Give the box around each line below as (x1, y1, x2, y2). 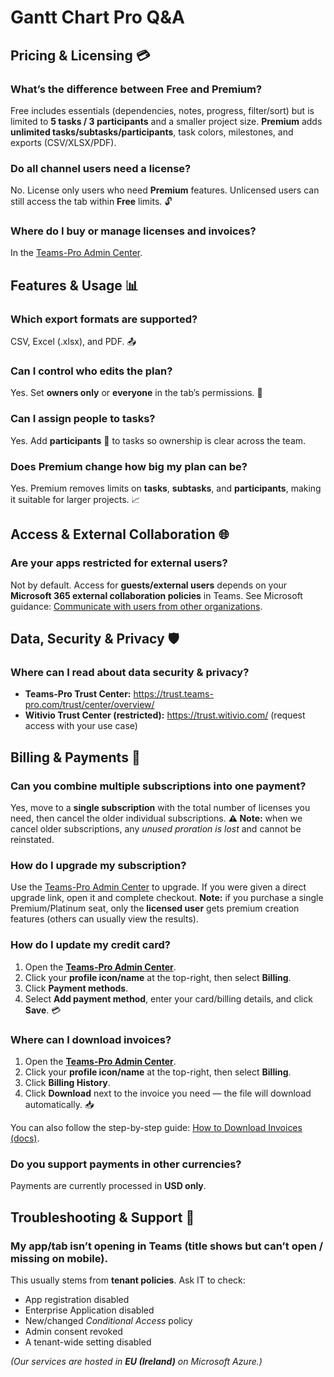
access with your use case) (24, 720, 138, 732)
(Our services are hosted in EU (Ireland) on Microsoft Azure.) (10, 1355, 263, 1367)
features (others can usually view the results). (10, 913, 199, 925)
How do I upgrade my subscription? (10, 859, 187, 873)
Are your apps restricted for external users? (10, 556, 228, 570)
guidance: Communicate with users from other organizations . (10, 600, 263, 612)
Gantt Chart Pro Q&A (10, 6, 185, 29)
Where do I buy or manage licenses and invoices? (10, 224, 257, 238)
